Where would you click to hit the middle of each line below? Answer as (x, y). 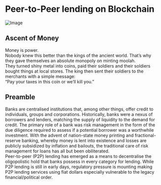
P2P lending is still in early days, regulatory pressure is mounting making (79, 167)
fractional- (145, 135)
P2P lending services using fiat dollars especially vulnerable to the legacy (80, 172)
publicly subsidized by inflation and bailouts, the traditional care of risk (77, 146)
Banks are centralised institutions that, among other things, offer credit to (79, 109)
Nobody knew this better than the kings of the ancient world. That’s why (78, 55)
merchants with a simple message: (40, 76)
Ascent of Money (32, 38)
